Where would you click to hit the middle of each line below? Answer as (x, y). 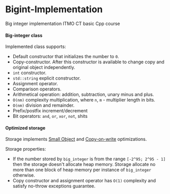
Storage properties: (26, 149)
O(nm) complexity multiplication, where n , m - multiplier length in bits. (84, 100)
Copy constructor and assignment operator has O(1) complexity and (84, 181)
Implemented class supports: (36, 46)
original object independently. (44, 67)
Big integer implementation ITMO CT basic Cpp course (63, 23)
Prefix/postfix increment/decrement (50, 111)
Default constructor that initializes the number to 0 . (66, 57)
